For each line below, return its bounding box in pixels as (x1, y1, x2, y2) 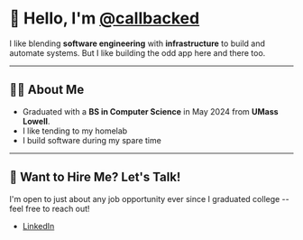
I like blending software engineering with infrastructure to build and (9, 38, 266, 49)
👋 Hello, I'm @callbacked (9, 8, 200, 29)
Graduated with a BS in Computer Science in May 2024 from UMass (22, 106, 279, 116)
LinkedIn (22, 220, 55, 231)
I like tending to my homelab (22, 125, 128, 136)
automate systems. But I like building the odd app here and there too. (9, 47, 266, 58)
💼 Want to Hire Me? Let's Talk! (9, 170, 181, 185)
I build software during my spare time (22, 134, 162, 145)
